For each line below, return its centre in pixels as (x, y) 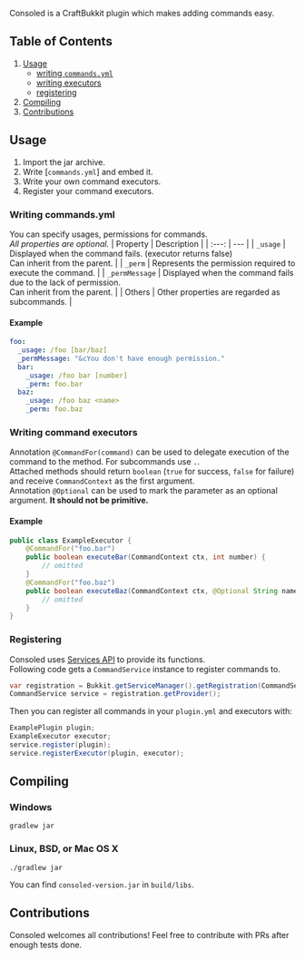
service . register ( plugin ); (60, 745)
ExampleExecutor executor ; (60, 737)
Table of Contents (61, 41)
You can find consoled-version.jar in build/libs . (102, 885)
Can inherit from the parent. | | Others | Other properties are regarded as (145, 292)
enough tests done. (46, 944)
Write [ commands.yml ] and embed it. (88, 171)
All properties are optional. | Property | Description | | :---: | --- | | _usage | (148, 243)
